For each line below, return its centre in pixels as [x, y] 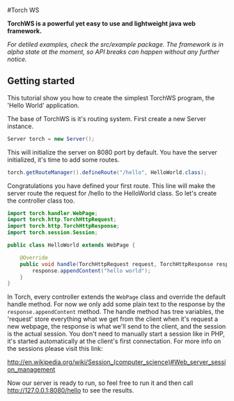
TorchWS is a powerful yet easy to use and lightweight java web [102, 23]
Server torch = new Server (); [51, 139]
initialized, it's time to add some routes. [63, 159]
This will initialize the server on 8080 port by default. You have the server [112, 152]
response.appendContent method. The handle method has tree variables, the [116, 312]
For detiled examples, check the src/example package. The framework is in [116, 44]
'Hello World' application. [44, 105]
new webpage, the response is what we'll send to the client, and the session [117, 327]
